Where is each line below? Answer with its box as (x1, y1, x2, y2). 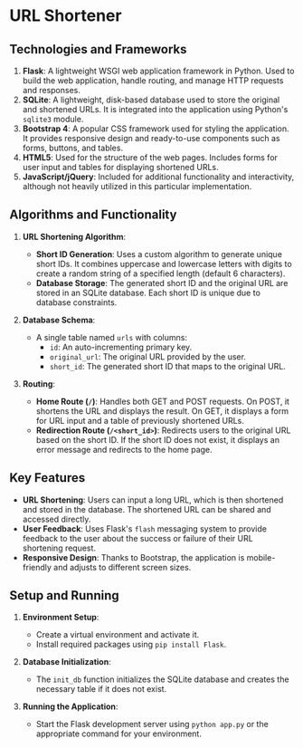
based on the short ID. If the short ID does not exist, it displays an (35, 434, 280, 445)
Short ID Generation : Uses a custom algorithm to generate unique (35, 248, 283, 259)
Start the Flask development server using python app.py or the (35, 719, 269, 730)
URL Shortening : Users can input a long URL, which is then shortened (22, 494, 284, 505)
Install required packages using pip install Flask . (35, 639, 227, 650)
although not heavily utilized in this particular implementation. (22, 181, 252, 191)
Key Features (9, 470, 86, 485)
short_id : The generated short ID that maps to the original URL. (49, 360, 287, 371)
